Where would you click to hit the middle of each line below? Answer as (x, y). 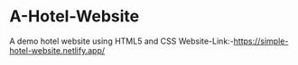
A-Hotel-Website (74, 16)
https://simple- (261, 41)
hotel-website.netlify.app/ (57, 50)
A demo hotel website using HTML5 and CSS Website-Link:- (122, 41)
